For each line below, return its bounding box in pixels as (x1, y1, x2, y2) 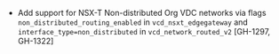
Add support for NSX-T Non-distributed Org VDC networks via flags (17, 8, 267, 18)
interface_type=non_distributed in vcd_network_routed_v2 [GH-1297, (17, 27, 271, 36)
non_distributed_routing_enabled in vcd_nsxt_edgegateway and (17, 17, 249, 27)
